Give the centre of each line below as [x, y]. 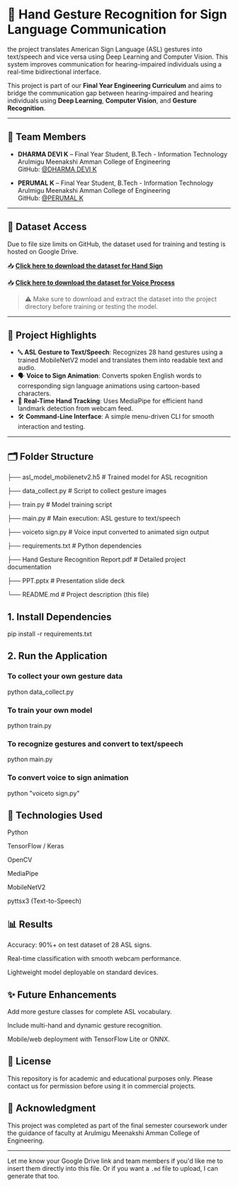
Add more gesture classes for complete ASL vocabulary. [90, 1012]
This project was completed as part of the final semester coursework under [118, 1125]
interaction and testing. [51, 427]
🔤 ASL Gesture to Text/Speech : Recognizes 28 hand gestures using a [120, 352]
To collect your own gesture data [65, 676]
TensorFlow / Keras [36, 846]
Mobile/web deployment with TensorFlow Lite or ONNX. [89, 1039]
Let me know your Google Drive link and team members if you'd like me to [115, 1161]
